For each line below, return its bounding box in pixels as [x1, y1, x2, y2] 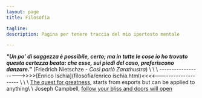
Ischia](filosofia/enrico [55, 72, 112, 79]
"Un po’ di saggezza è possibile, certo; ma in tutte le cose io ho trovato [6, 53, 188, 60]
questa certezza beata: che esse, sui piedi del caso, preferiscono [6, 59, 174, 67]
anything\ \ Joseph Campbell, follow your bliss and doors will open [6, 85, 172, 93]
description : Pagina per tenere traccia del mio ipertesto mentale [6, 31, 180, 37]
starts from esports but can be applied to [93, 79, 195, 86]
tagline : [6, 25, 28, 31]
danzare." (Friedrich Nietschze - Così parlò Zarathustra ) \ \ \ [6, 66, 158, 73]
